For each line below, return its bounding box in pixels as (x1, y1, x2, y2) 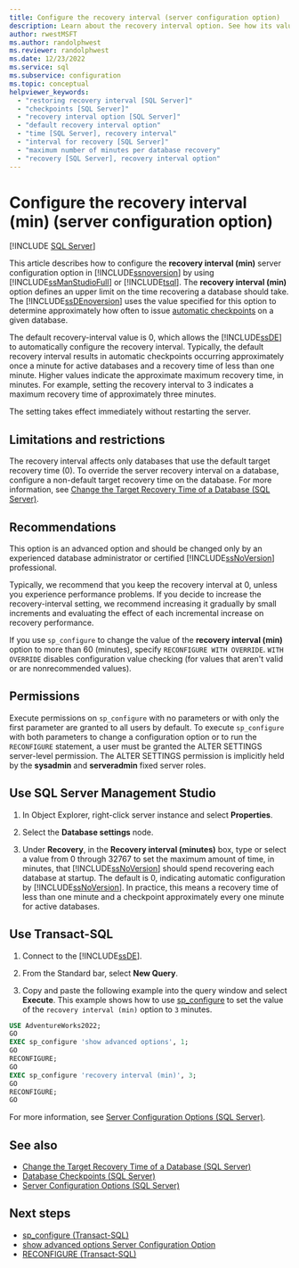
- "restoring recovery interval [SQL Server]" (17, 95, 193, 105)
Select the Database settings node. (21, 827, 154, 837)
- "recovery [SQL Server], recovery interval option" (17, 153, 221, 163)
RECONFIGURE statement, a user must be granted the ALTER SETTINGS (9, 741, 263, 752)
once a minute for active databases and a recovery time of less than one (9, 360, 275, 371)
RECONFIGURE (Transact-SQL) (21, 1248, 137, 1259)
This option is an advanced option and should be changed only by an (9, 543, 263, 554)
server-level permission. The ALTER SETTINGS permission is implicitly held (9, 750, 285, 761)
